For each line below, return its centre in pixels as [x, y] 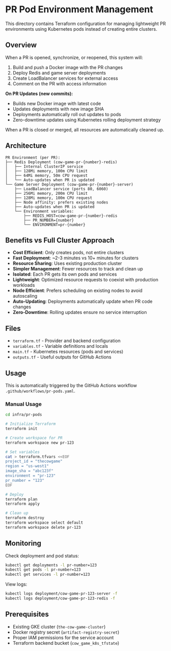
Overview [21, 45]
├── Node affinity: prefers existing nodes [62, 202]
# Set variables [22, 452]
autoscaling [25, 296]
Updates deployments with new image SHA [58, 109]
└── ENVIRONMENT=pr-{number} [55, 225]
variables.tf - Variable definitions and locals [60, 346]
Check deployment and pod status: [42, 555]
